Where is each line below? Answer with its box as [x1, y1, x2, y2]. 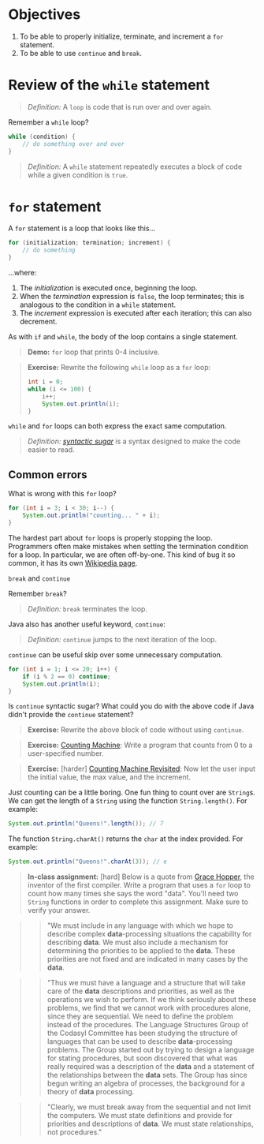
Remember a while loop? [8, 117, 89, 127]
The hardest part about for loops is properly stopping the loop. [8, 533, 213, 542]
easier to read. [27, 445, 75, 454]
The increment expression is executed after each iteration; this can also [19, 308, 252, 318]
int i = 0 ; [27, 378, 64, 386]
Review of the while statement [8, 77, 210, 94]
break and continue [8, 574, 71, 583]
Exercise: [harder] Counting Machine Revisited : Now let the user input [27, 764, 256, 774]
